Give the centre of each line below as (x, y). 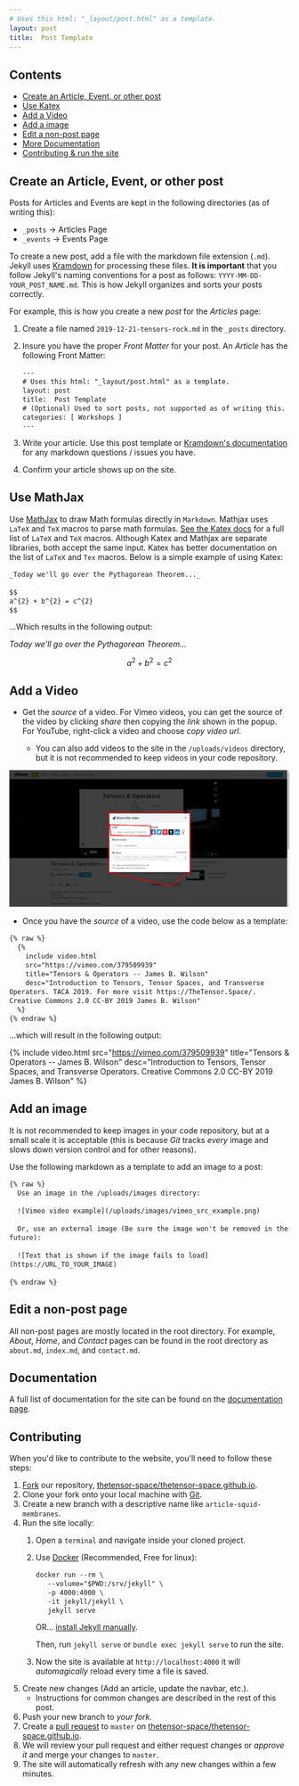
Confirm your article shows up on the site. (99, 469)
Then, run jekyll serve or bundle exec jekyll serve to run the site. (160, 1644)
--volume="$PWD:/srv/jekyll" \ (105, 1584)
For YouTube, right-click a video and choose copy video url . (132, 731)
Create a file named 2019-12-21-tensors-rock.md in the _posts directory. (154, 329)
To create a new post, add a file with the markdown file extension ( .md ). (140, 256)
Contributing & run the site (70, 153)
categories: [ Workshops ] (72, 417)
